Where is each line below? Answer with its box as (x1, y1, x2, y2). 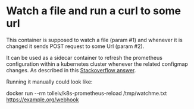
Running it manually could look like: (6, 78, 93, 85)
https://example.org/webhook (6, 96, 79, 103)
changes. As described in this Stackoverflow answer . (6, 66, 136, 73)
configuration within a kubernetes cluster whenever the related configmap (6, 60, 189, 68)
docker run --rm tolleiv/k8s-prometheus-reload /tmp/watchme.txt (6, 89, 167, 97)
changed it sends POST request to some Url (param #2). (6, 43, 145, 50)
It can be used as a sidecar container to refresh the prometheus (6, 54, 162, 61)
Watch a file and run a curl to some (6, 4, 182, 18)
